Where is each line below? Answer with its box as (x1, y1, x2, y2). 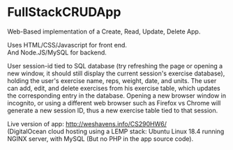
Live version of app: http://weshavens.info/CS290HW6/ (7, 119, 167, 128)
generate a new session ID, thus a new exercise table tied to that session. (7, 106, 218, 114)
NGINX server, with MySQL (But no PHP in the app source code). (7, 134, 194, 143)
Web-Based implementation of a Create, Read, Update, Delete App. (7, 27, 201, 36)
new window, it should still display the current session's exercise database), (7, 69, 225, 77)
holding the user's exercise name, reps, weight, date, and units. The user (7, 76, 217, 84)
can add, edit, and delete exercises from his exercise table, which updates (7, 84, 221, 92)
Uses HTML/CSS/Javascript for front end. (7, 40, 128, 49)
